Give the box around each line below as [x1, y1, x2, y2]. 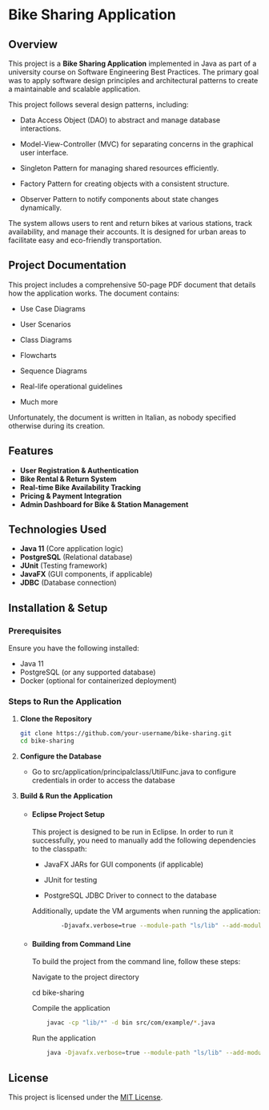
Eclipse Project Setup [31, 809, 106, 818]
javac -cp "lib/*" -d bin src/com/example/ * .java [46, 1019, 215, 1027]
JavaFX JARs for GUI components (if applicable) [43, 859, 204, 870]
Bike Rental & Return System [19, 474, 118, 484]
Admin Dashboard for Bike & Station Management [19, 499, 189, 509]
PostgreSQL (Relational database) [19, 553, 133, 562]
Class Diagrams [19, 335, 72, 344]
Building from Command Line [31, 939, 131, 948]
